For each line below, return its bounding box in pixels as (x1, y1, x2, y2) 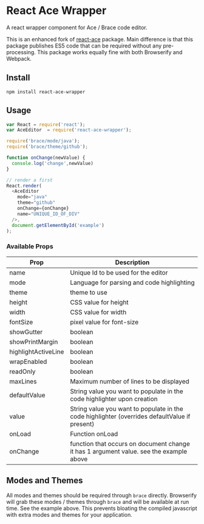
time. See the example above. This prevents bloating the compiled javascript (6, 505, 197, 512)
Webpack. (6, 55, 32, 62)
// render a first (6, 177, 53, 183)
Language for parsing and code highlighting (69, 278, 195, 287)
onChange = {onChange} (17, 205, 69, 212)
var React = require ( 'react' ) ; (6, 121, 86, 128)
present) (69, 419, 95, 428)
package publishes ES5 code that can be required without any (6, 42, 162, 49)
